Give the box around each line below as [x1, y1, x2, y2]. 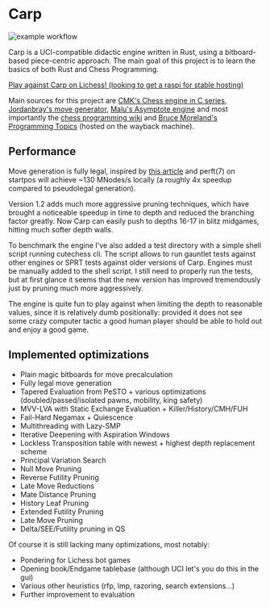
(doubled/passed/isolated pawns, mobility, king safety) [19, 395, 203, 404]
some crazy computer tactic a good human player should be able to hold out [8, 316, 263, 325]
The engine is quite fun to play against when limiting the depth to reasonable [8, 299, 263, 308]
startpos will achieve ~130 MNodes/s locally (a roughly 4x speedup [8, 174, 232, 184]
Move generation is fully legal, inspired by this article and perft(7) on [8, 166, 235, 176]
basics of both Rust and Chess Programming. [8, 64, 160, 73]
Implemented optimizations [8, 348, 150, 362]
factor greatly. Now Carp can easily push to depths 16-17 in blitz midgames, [8, 216, 260, 226]
